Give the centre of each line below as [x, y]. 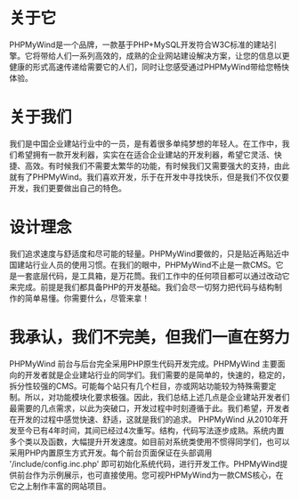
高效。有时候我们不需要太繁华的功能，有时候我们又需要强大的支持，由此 [157, 165]
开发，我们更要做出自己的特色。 [68, 188]
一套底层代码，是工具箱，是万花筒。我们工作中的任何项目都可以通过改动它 [153, 276]
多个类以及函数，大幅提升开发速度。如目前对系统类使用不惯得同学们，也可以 [149, 441]
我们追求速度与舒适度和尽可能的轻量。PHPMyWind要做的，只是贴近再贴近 [145, 254]
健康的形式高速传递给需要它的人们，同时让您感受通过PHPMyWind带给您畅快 [149, 67]
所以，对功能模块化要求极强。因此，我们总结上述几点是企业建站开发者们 [157, 397]
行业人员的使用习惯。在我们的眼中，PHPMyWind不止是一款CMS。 [154, 264]
